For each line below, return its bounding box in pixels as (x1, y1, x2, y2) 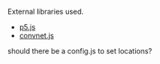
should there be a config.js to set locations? (7, 46, 153, 55)
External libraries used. (7, 7, 84, 16)
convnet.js (18, 31, 54, 40)
